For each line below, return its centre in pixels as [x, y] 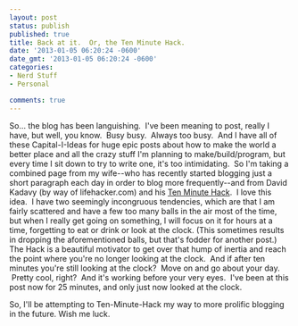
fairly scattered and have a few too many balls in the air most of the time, [143, 211]
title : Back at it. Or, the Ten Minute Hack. [97, 42]
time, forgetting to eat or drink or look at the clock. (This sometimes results [147, 230]
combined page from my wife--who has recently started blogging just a [141, 173]
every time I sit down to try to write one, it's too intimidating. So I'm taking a [149, 163]
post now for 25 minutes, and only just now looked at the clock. [126, 287]
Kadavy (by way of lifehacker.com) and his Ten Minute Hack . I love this [141, 192]
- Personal [29, 84]
